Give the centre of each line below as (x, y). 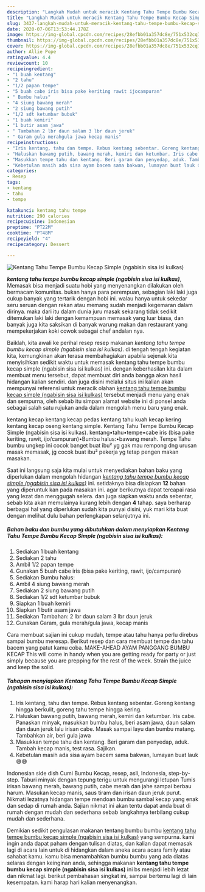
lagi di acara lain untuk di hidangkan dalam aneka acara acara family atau (99, 850)
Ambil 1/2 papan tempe (45, 564)
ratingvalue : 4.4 (29, 57)
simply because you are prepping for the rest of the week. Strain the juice (99, 661)
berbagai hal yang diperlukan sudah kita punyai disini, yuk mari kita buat (97, 509)
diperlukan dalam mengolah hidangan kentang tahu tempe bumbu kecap (98, 476)
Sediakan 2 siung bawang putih (55, 590)
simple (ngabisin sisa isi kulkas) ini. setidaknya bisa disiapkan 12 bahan (96, 483)
